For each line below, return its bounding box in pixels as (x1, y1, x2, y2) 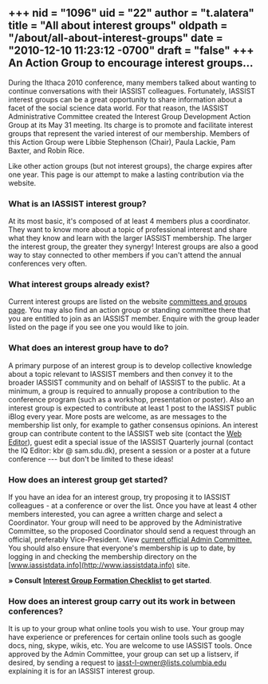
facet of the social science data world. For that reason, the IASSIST (8, 103, 229, 113)
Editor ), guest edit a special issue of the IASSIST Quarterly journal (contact (8, 437, 254, 446)
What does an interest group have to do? (8, 342, 169, 354)
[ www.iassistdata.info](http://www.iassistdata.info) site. (8, 560, 191, 570)
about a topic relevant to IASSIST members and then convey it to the (8, 369, 234, 378)
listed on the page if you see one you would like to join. (8, 322, 189, 332)
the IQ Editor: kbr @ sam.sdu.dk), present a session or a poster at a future (8, 446, 251, 455)
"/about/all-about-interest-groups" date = (8, 31, 223, 45)
